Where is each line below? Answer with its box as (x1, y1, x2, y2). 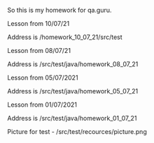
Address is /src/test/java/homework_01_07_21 (7, 114, 137, 122)
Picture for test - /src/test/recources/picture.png (7, 128, 147, 135)
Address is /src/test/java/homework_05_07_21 (7, 87, 139, 95)
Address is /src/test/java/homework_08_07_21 (7, 60, 139, 68)
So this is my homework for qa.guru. (7, 6, 112, 14)
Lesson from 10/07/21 (7, 20, 70, 27)
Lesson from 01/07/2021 (7, 100, 77, 109)
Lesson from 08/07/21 (7, 47, 71, 54)
